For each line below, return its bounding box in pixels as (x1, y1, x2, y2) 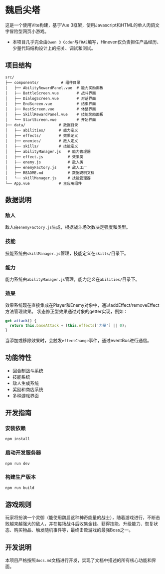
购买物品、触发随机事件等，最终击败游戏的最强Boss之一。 (13, 527, 134, 533)
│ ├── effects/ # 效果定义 (5, 133, 78, 138)
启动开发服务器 (5, 449, 41, 456)
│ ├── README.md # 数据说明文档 (5, 170, 95, 175)
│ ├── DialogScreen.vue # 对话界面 (5, 96, 96, 101)
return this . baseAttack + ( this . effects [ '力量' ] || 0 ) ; (9, 323, 127, 328)
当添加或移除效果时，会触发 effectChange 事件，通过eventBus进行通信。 (5, 337, 152, 343)
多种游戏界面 (12, 393, 39, 399)
